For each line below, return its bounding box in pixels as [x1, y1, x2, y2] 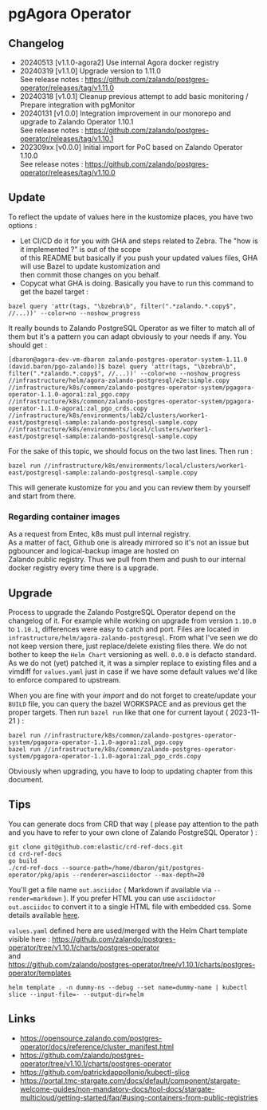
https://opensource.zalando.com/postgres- [19, 1033, 163, 1043]
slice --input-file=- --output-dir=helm [8, 990, 145, 998]
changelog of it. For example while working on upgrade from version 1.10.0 [8, 616, 257, 625]
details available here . [8, 910, 80, 919]
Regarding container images [8, 511, 120, 522]
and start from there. [8, 491, 77, 501]
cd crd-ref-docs [8, 850, 62, 858]
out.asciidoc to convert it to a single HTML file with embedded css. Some [8, 902, 252, 911]
